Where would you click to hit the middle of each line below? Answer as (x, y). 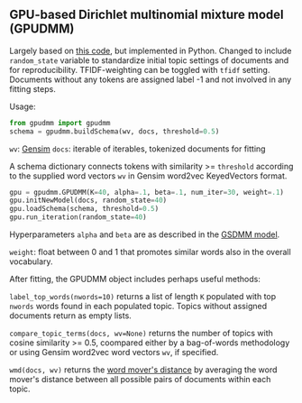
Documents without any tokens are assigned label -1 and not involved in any (151, 79)
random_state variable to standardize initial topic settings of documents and (149, 60)
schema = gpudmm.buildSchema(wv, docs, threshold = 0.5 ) (114, 131)
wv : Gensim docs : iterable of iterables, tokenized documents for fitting (137, 149)
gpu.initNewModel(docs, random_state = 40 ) (88, 201)
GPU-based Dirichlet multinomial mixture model (146, 15)
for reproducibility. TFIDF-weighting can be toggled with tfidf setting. (140, 69)
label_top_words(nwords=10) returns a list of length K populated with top (143, 297)
